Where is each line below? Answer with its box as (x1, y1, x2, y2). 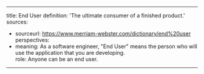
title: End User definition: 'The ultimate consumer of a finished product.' (6, 12, 185, 19)
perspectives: (15, 37, 50, 43)
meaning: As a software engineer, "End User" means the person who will (15, 43, 197, 50)
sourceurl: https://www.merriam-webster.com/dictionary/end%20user (15, 30, 191, 37)
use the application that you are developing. (15, 49, 126, 56)
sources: (6, 19, 29, 25)
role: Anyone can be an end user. (15, 55, 98, 63)
